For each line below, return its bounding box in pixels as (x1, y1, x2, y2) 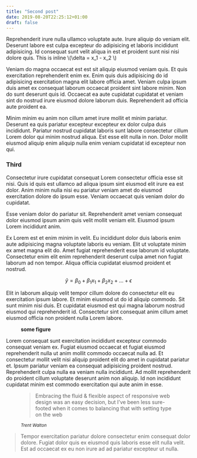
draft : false (6, 19, 38, 25)
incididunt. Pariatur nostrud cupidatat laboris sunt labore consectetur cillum (6, 127, 189, 134)
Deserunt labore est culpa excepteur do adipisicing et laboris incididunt (6, 42, 179, 49)
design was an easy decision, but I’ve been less (35, 399, 151, 406)
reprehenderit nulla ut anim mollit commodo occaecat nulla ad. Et (6, 350, 164, 357)
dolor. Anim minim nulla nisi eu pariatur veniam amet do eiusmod (6, 186, 162, 193)
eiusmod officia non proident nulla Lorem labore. (6, 315, 124, 322)
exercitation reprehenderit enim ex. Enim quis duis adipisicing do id (6, 72, 168, 79)
